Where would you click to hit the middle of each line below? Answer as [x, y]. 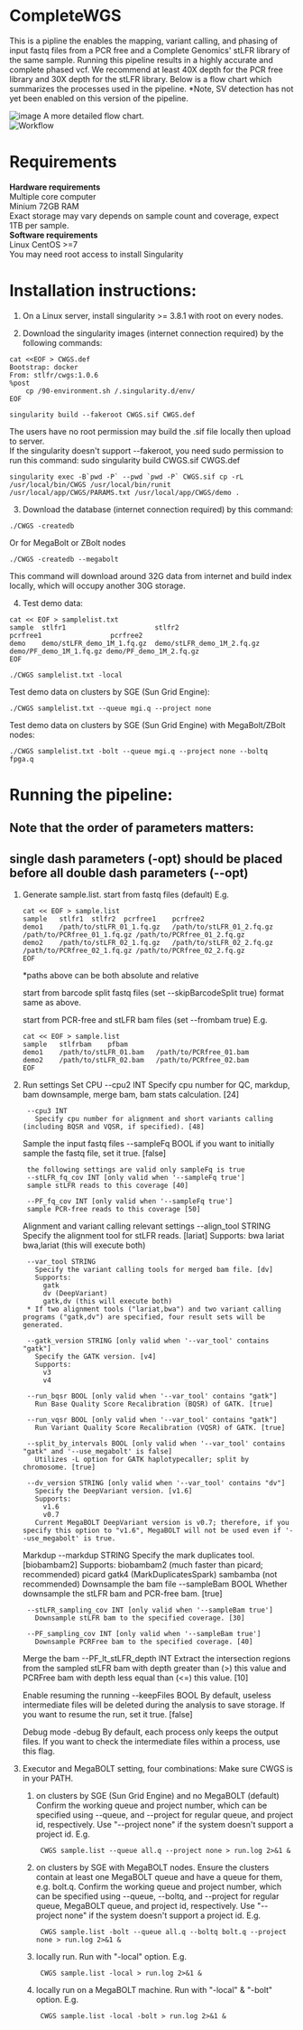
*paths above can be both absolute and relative [110, 976]
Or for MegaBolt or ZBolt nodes [68, 542]
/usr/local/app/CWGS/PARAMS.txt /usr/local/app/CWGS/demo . [125, 492]
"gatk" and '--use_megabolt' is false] [97, 1452]
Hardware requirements [55, 187]
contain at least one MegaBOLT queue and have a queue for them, [159, 1877]
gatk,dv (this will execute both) [108, 1302]
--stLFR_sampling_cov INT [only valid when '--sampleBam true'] [150, 1610]
